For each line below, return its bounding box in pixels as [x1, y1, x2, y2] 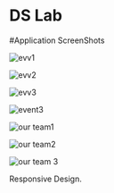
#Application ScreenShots [9, 35, 105, 46]
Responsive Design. [9, 173, 83, 184]
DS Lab [9, 5, 62, 26]
